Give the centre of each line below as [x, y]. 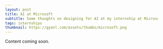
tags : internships [24, 23]
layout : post [18, 9]
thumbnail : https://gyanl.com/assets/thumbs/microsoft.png [66, 28]
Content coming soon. [27, 41]
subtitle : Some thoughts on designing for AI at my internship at [73, 18]
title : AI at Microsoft [29, 14]
